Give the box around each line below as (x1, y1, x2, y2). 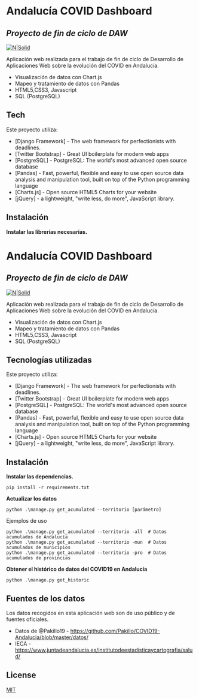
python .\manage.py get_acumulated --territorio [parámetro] (6, 507, 162, 513)
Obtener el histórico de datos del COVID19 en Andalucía (6, 565, 148, 573)
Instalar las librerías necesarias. (6, 228, 88, 235)
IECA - (14, 640, 31, 647)
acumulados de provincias (6, 555, 71, 561)
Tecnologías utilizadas (6, 355, 92, 365)
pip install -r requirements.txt (6, 484, 90, 491)
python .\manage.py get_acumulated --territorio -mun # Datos (6, 540, 167, 546)
